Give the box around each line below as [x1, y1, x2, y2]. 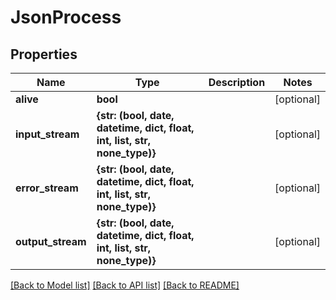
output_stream [15, 235, 87, 248]
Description [208, 76, 266, 89]
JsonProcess [10, 6, 122, 29]
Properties [10, 46, 78, 63]
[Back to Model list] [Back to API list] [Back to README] [10, 279, 240, 291]
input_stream [15, 127, 80, 141]
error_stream [15, 181, 79, 195]
